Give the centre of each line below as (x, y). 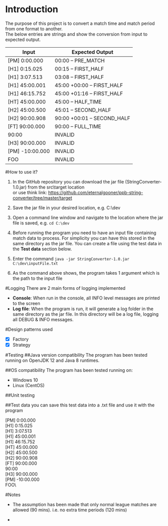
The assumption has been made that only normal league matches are (85, 505)
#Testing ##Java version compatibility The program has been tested (76, 355)
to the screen (26, 303)
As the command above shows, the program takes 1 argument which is (86, 273)
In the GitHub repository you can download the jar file (68, 181)
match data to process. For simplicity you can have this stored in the (83, 238)
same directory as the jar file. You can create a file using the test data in (87, 243)
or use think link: (30, 192)
